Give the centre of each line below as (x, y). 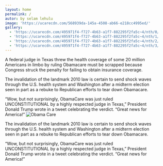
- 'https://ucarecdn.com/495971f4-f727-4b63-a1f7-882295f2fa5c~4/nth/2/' (85, 41)
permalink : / (18, 14)
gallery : (14, 28)
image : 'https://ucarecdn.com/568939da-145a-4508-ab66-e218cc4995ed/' (78, 23)
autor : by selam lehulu (29, 18)
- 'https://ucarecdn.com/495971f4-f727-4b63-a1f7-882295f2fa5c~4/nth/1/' (85, 37)
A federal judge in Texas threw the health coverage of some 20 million (75, 59)
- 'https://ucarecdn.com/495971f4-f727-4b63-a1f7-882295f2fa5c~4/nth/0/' (85, 32)
